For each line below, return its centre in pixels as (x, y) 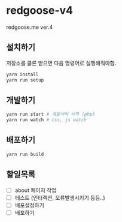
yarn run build (25, 154)
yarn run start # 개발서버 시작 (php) (51, 115)
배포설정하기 (30, 205)
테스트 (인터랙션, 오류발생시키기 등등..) (60, 197)
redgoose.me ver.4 (30, 27)
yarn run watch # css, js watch (46, 120)
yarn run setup (25, 80)
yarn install (22, 74)
